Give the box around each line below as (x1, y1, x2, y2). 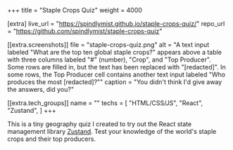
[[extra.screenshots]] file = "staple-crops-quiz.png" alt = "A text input (7, 41, 210, 48)
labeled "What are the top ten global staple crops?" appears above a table (7, 48, 222, 56)
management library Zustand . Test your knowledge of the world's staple (7, 128, 217, 135)
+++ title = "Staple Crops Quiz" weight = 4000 (7, 6, 143, 14)
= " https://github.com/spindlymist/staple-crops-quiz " (7, 27, 163, 35)
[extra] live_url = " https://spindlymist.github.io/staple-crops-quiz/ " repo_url (7, 20, 225, 27)
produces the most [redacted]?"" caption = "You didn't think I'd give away (7, 78, 222, 86)
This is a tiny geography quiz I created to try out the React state (7, 120, 192, 128)
